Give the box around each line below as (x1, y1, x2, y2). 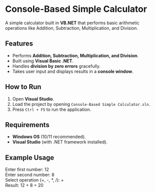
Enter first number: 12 (5, 167, 50, 173)
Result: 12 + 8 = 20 (5, 182, 44, 189)
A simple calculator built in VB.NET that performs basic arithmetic (5, 20, 140, 26)
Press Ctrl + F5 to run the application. (12, 106, 91, 112)
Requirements (5, 120, 50, 129)
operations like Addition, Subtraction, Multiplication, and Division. (5, 25, 138, 31)
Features (5, 40, 33, 48)
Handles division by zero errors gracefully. (12, 63, 101, 69)
